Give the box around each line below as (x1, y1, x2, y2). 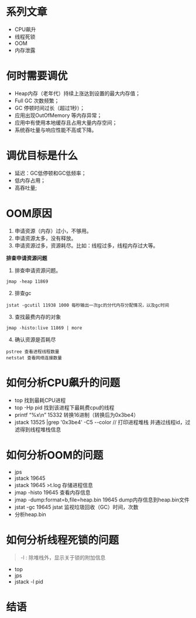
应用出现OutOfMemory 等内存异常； (14, 112, 102, 119)
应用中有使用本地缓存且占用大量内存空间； (14, 119, 118, 126)
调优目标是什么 (6, 149, 78, 163)
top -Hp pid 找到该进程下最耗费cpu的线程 (14, 404, 115, 411)
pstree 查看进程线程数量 (6, 349, 60, 355)
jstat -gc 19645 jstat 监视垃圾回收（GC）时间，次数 (14, 503, 139, 510)
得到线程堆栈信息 (19, 425, 61, 433)
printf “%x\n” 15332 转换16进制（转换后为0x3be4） (14, 411, 139, 418)
